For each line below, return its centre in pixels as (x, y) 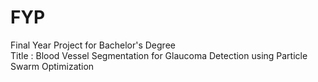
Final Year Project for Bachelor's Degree (93, 45)
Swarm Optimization (52, 66)
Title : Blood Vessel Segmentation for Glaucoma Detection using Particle (159, 55)
